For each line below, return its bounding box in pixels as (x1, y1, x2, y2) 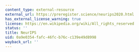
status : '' (5, 26, 28, 31)
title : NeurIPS (5, 30, 37, 35)
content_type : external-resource (5, 7, 74, 12)
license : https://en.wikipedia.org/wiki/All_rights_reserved (5, 21, 135, 26)
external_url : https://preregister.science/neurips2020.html (5, 12, 135, 17)
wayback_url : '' (5, 40, 39, 45)
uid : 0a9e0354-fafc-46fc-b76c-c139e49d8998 (5, 35, 97, 40)
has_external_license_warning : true (5, 16, 81, 21)
